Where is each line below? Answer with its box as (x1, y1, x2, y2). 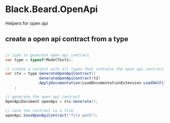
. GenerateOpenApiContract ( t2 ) (37, 76, 101, 81)
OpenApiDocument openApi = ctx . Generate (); (5, 99, 99, 104)
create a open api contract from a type (5, 35, 129, 43)
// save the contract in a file (5, 108, 73, 113)
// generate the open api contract (5, 94, 80, 99)
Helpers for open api (5, 20, 48, 26)
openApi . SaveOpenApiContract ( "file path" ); (5, 112, 99, 118)
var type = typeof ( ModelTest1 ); (5, 57, 73, 63)
